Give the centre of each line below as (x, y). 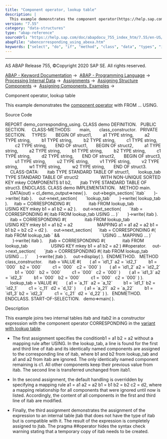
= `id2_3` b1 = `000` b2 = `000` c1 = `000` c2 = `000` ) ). (75, 277)
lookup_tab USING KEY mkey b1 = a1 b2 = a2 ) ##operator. (76, 246)
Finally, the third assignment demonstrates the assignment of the (79, 410)
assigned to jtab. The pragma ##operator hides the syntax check (79, 426)
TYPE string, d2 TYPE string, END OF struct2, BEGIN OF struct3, (83, 156)
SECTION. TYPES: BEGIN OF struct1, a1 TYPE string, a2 (78, 135)
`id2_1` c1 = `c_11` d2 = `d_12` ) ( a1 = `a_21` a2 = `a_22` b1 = (79, 288)
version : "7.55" (22, 24)
